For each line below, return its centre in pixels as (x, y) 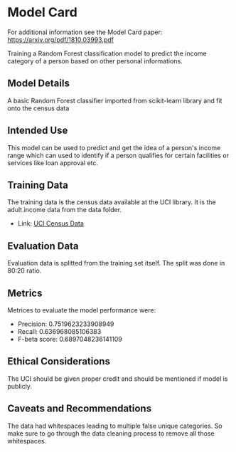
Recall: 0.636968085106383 (59, 331)
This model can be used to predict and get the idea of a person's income (114, 147)
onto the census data (38, 108)
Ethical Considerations (59, 361)
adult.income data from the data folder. (65, 210)
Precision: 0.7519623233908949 (66, 324)
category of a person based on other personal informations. (95, 61)
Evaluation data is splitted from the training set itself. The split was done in (116, 263)
